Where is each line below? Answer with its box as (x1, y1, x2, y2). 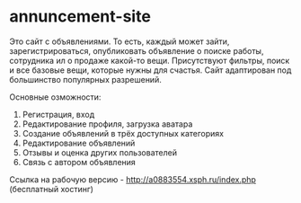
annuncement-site (9, 6, 151, 27)
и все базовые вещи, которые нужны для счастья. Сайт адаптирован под (9, 65, 292, 75)
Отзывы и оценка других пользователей (22, 146, 178, 158)
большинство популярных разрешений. (9, 74, 162, 84)
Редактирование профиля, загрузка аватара (22, 119, 193, 129)
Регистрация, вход (22, 109, 95, 119)
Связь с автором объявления (22, 156, 137, 167)
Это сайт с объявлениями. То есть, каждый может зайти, (9, 36, 230, 47)
